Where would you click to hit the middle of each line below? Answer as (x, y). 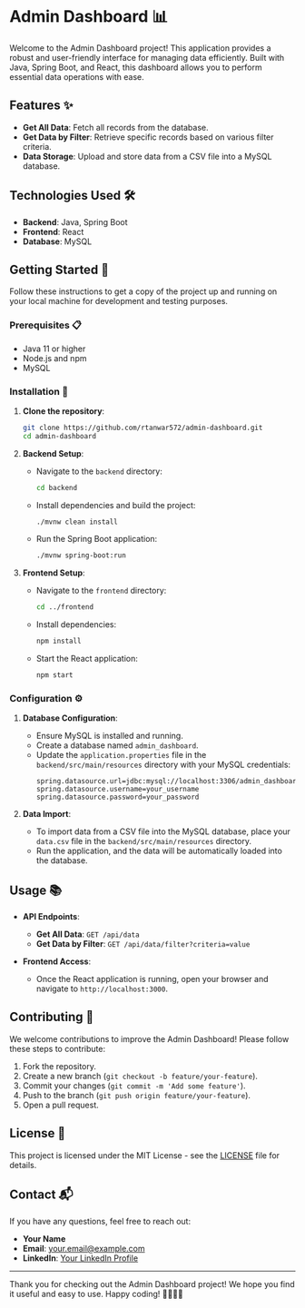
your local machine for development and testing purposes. (119, 301)
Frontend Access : (57, 961)
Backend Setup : (53, 453)
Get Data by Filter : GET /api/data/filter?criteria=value (143, 944)
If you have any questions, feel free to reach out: (100, 1221)
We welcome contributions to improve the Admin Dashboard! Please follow (149, 1038)
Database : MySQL (57, 241)
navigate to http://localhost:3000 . (102, 988)
